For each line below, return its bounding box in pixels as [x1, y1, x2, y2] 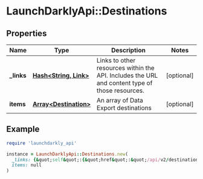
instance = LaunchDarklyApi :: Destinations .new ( [6, 151, 129, 157]
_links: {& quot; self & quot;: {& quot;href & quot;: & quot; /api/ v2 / [11, 157, 169, 163]
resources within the [96, 64, 155, 72]
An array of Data [96, 96, 144, 104]
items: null [11, 162, 42, 168]
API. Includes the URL [96, 71, 158, 80]
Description [111, 46, 146, 54]
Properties [6, 28, 47, 39]
